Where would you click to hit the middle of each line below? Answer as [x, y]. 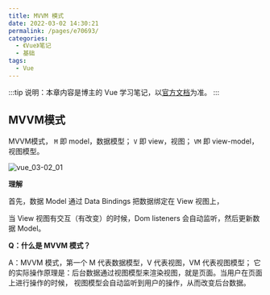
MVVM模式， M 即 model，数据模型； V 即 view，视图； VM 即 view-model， [134, 141]
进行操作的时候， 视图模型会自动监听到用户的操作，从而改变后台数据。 [133, 282]
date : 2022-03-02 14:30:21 [54, 23]
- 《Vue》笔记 [33, 46]
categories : [28, 38]
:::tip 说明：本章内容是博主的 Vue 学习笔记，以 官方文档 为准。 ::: [114, 92]
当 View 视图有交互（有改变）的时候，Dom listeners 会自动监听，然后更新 [131, 218]
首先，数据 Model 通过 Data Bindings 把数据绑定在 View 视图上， [116, 201]
